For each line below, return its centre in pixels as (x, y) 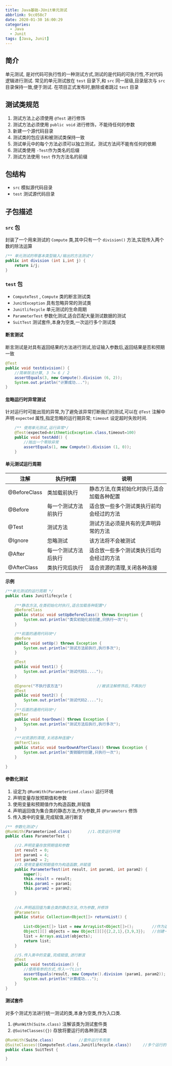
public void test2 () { (39, 695)
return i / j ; (27, 265)
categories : (18, 24)
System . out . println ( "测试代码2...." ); (63, 700)
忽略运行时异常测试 (26, 399)
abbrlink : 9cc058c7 (26, 15)
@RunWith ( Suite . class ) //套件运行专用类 (58, 1040)
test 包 (14, 284)
